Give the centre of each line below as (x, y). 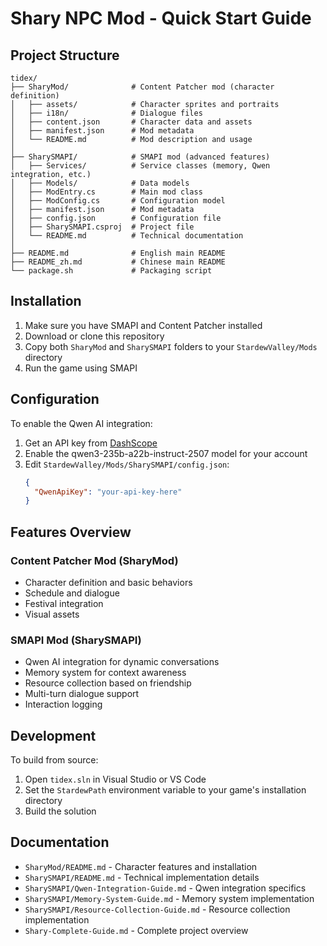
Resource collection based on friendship (108, 683)
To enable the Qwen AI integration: (81, 423)
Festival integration (64, 603)
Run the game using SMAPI (81, 368)
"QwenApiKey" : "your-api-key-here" (108, 492)
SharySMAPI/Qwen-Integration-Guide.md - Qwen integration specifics (165, 888)
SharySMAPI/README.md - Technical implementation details (142, 877)
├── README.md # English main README (118, 253)
